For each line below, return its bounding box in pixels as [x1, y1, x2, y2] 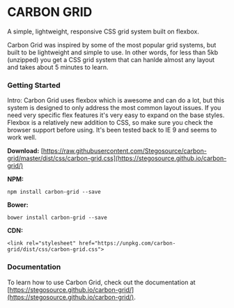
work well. [7, 133, 37, 141]
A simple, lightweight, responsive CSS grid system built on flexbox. [7, 27, 200, 36]
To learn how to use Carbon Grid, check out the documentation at [7, 278, 196, 286]
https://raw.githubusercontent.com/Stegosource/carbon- [42, 147, 207, 155]
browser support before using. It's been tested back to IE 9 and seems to [7, 126, 217, 134]
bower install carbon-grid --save [7, 214, 108, 222]
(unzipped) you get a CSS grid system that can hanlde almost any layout [7, 55, 214, 63]
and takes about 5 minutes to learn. [7, 63, 109, 71]
